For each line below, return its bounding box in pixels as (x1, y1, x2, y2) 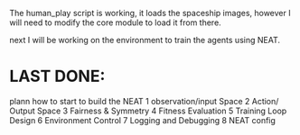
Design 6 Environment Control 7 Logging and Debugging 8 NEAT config (9, 114, 276, 125)
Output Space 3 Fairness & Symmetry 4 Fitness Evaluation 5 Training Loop (9, 105, 287, 116)
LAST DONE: (9, 67, 106, 86)
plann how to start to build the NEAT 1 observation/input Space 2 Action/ (9, 95, 279, 106)
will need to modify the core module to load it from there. (9, 17, 221, 28)
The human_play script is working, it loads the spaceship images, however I (9, 8, 291, 18)
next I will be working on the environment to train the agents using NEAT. (9, 35, 280, 45)
